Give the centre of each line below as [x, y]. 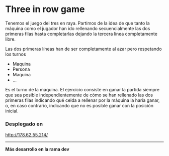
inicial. [12, 111]
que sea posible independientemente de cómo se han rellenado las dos [79, 95]
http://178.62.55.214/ [27, 135]
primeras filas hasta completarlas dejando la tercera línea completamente [81, 34]
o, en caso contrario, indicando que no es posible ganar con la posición [79, 105]
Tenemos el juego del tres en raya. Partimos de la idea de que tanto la [77, 23]
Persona [21, 69]
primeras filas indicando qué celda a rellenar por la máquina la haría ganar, [82, 100]
